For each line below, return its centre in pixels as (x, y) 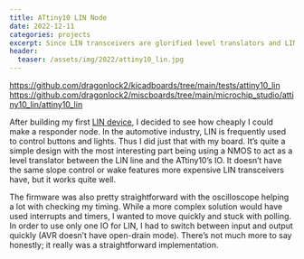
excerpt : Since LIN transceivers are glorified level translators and (145, 43)
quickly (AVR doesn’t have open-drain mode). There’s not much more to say (151, 235)
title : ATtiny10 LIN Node (58, 18)
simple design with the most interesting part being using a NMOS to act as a (151, 151)
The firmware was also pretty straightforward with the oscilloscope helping (149, 197)
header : (24, 51)
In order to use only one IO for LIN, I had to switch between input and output (152, 226)
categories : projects (50, 34)
